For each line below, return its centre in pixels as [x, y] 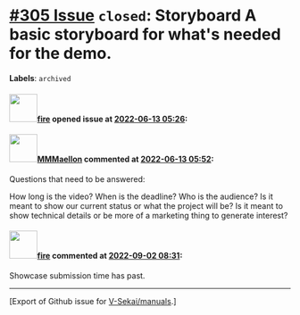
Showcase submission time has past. [77, 275]
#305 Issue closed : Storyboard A [133, 16]
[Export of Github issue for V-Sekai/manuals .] [93, 301]
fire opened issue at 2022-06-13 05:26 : [112, 119]
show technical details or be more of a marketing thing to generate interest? [149, 215]
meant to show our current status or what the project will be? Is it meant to [146, 205]
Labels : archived [40, 78]
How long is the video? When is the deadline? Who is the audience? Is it [142, 196]
